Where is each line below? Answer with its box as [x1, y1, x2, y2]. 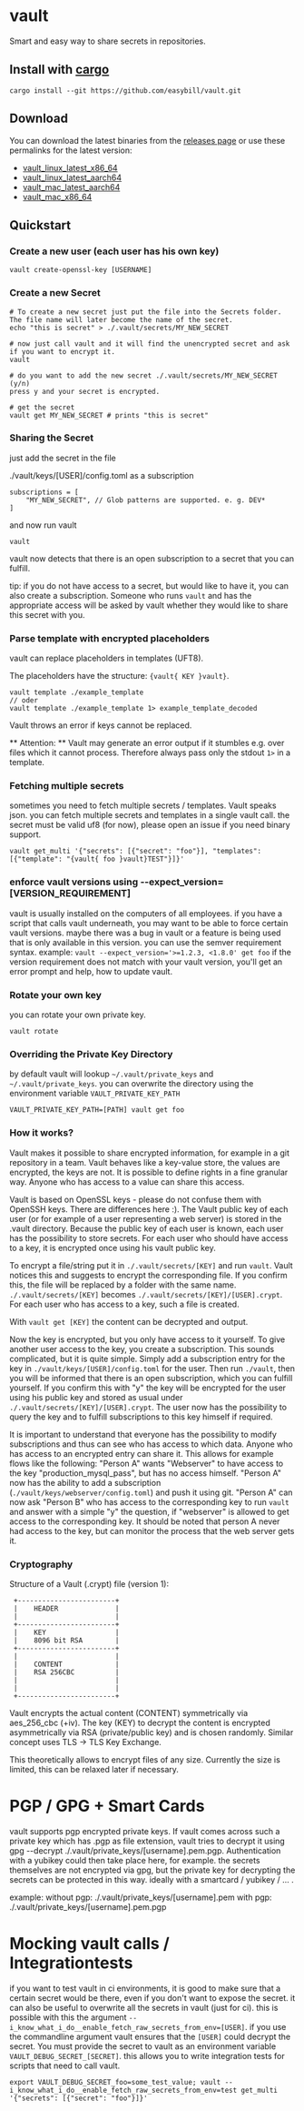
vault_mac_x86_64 [22, 191, 93, 202]
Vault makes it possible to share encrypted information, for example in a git [9, 1147, 290, 1158]
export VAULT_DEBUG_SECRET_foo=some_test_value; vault [9, 2077, 221, 2086]
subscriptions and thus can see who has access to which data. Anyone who [9, 1439, 293, 1449]
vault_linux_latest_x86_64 [22, 162, 118, 173]
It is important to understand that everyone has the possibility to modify [9, 1429, 277, 1439]
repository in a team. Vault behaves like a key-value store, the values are [9, 1157, 280, 1167]
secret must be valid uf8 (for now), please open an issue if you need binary [9, 820, 290, 831]
